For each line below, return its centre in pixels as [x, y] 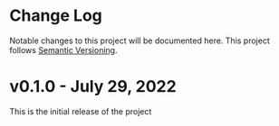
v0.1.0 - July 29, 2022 [93, 87]
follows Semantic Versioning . [63, 49]
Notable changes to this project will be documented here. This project [139, 40]
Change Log [56, 16]
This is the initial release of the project [81, 111]
